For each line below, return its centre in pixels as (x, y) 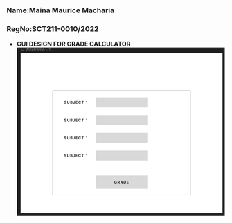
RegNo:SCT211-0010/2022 (53, 28)
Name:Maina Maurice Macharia (61, 10)
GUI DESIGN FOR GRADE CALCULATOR (73, 44)
